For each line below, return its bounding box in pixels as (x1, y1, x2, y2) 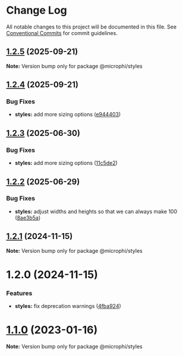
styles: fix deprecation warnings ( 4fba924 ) (14, 303, 122, 310)
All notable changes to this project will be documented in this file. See (6, 23, 177, 30)
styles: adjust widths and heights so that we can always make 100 (14, 208, 178, 215)
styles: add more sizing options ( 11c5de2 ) (14, 160, 118, 167)
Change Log (6, 4, 67, 17)
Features (6, 289, 33, 297)
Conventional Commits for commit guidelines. (6, 29, 118, 36)
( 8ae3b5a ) (14, 214, 41, 221)
